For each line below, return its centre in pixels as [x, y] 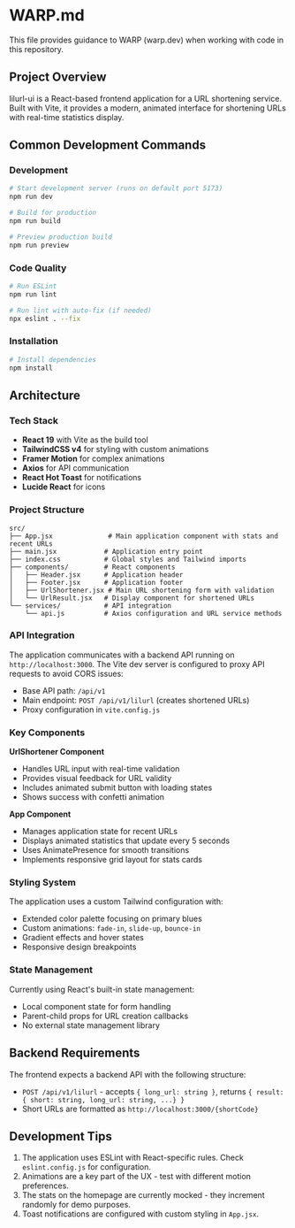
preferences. [45, 1186]
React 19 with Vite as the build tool [85, 440]
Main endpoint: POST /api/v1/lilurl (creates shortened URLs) [136, 700]
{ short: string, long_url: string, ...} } [103, 1100]
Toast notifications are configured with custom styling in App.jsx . [140, 1214]
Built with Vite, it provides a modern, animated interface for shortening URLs [148, 108]
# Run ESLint [33, 286]
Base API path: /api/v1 [64, 690]
